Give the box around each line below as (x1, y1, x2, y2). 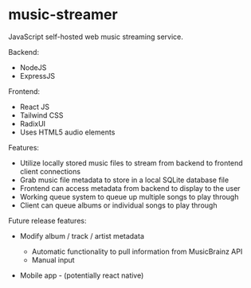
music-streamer (8, 6, 118, 24)
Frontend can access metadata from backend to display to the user (19, 183, 241, 193)
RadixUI (19, 119, 46, 128)
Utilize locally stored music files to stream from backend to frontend (19, 158, 243, 168)
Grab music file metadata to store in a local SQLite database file (19, 175, 229, 185)
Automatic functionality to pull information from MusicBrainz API (31, 247, 243, 256)
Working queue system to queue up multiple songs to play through (19, 192, 239, 201)
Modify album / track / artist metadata (19, 231, 145, 240)
